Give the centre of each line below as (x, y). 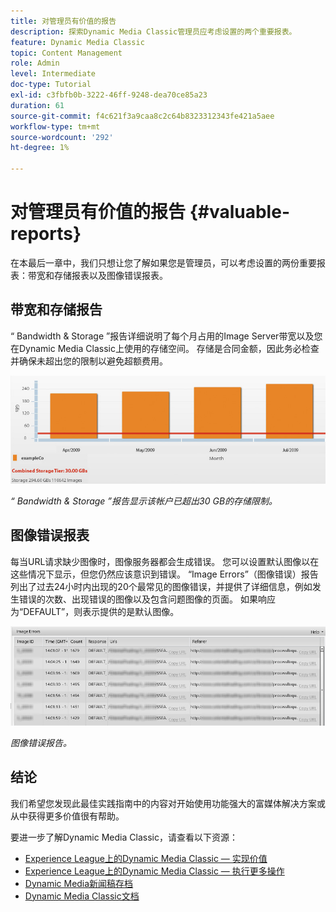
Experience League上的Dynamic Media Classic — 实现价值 (146, 858)
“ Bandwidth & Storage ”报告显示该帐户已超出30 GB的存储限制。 (144, 501)
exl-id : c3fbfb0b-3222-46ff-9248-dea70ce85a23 (109, 95)
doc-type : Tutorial (51, 85)
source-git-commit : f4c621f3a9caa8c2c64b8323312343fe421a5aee (142, 116)
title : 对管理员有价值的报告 (63, 21)
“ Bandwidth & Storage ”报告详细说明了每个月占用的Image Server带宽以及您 (166, 336)
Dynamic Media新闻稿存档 (79, 883)
